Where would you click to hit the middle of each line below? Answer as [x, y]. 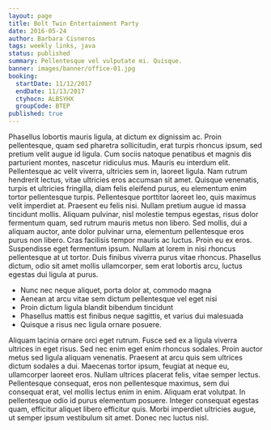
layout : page [30, 16]
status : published [39, 53]
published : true [36, 114]
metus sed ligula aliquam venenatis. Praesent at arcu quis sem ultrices [125, 358]
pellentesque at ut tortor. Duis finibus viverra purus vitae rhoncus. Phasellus [135, 257]
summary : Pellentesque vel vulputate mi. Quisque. [95, 62]
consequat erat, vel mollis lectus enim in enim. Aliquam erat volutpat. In [127, 392]
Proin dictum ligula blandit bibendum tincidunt [97, 307]
